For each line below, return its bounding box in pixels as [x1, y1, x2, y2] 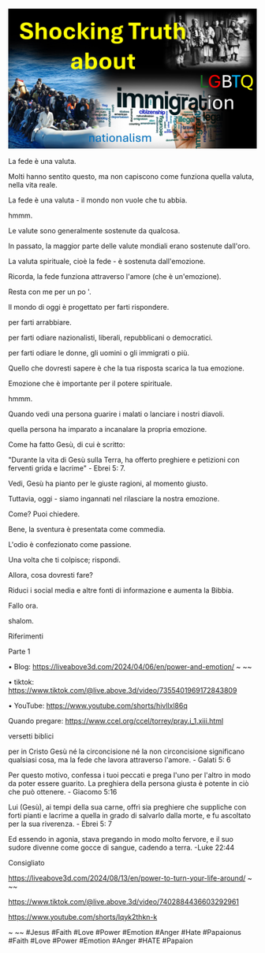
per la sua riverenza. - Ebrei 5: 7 [8, 819, 113, 828]
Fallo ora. [8, 601, 39, 610]
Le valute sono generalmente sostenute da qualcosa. [8, 225, 181, 235]
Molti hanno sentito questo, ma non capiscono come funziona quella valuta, [8, 171, 255, 181]
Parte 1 [8, 646, 31, 656]
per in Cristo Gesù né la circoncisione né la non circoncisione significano [8, 746, 245, 756]
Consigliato [8, 858, 45, 867]
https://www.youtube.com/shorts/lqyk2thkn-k [8, 912, 158, 921]
